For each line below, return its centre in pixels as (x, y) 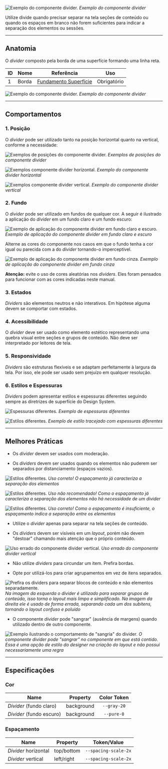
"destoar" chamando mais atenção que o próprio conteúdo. (74, 538)
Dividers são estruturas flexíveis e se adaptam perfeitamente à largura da (81, 367)
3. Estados (18, 292)
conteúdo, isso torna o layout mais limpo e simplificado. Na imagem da (79, 599)
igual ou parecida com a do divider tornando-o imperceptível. (68, 249)
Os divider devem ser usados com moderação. (60, 453)
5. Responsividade (28, 356)
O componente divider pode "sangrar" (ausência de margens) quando (85, 619)
